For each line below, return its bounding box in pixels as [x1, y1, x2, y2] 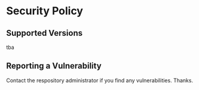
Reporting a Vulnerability [6, 61, 102, 71]
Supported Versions [6, 28, 82, 38]
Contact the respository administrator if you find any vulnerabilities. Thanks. [6, 76, 193, 84]
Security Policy [6, 4, 84, 18]
